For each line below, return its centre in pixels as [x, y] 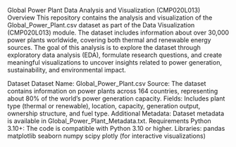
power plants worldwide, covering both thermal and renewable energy [109, 40]
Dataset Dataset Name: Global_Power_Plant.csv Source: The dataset [107, 83]
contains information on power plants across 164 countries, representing [113, 91]
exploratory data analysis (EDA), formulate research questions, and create [115, 55]
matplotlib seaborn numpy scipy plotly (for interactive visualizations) [106, 136]
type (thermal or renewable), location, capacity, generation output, [104, 106]
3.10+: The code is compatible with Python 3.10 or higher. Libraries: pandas [116, 128]
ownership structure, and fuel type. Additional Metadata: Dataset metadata [116, 113]
